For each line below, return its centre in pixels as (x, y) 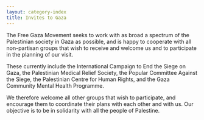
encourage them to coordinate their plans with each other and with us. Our (100, 104)
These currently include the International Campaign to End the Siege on (96, 66)
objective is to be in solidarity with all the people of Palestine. (83, 110)
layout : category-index (37, 12)
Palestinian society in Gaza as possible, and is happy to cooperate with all (99, 41)
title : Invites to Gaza (37, 18)
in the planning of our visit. (40, 54)
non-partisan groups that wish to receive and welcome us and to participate (101, 48)
